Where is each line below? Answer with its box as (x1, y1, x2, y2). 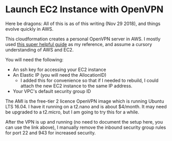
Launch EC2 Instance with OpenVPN (5, 4, 164, 15)
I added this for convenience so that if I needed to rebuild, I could (20, 77, 159, 83)
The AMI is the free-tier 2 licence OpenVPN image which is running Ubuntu (5, 98, 164, 104)
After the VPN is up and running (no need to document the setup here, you (5, 119, 163, 125)
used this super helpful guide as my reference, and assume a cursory (5, 41, 152, 47)
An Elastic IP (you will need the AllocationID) (12, 72, 107, 78)
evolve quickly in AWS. (5, 26, 54, 32)
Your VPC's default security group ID (12, 88, 91, 94)
